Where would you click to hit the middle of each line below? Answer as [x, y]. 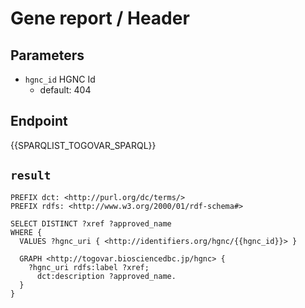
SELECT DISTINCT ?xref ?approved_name [91, 223]
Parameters [47, 55]
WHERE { [26, 232]
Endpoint [39, 121]
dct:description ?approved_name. [106, 276]
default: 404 [65, 90]
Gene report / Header [100, 18]
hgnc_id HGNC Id [60, 79]
